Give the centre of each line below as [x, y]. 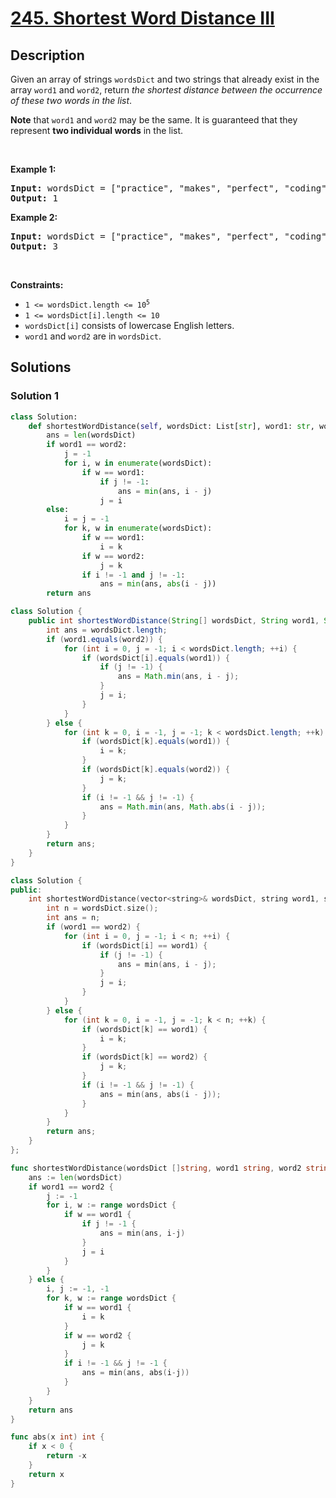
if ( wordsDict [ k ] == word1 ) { [144, 1029]
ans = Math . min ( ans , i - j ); [178, 677]
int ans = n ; [73, 918]
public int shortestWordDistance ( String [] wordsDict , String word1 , [174, 621]
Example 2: [34, 217]
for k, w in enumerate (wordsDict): [138, 528]
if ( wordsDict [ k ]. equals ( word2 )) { [155, 770]
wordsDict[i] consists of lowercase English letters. [129, 325]
